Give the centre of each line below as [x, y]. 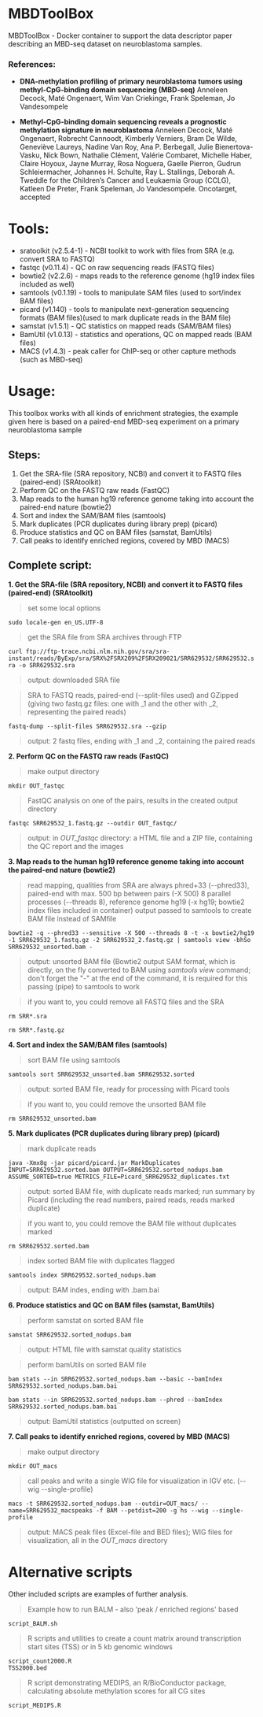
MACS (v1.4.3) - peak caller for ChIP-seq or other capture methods [128, 351]
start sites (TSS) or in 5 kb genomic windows [100, 1646]
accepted [35, 197]
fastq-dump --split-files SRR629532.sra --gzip [88, 726]
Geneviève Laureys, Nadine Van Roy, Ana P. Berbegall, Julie [116, 147]
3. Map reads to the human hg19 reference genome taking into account [126, 861]
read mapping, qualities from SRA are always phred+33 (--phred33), [138, 885]
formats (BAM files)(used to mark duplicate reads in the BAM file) [125, 318]
